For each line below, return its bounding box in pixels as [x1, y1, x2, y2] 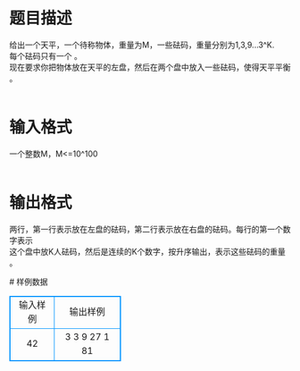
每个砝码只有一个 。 [9, 50, 82, 61]
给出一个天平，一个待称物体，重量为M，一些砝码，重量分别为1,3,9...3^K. [9, 39, 275, 50]
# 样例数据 [9, 276, 48, 287]
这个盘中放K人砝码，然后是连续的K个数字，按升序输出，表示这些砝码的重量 [9, 246, 286, 257]
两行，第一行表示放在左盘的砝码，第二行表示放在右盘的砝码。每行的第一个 [9, 223, 283, 234]
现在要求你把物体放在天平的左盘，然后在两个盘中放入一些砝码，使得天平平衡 [9, 62, 291, 72]
